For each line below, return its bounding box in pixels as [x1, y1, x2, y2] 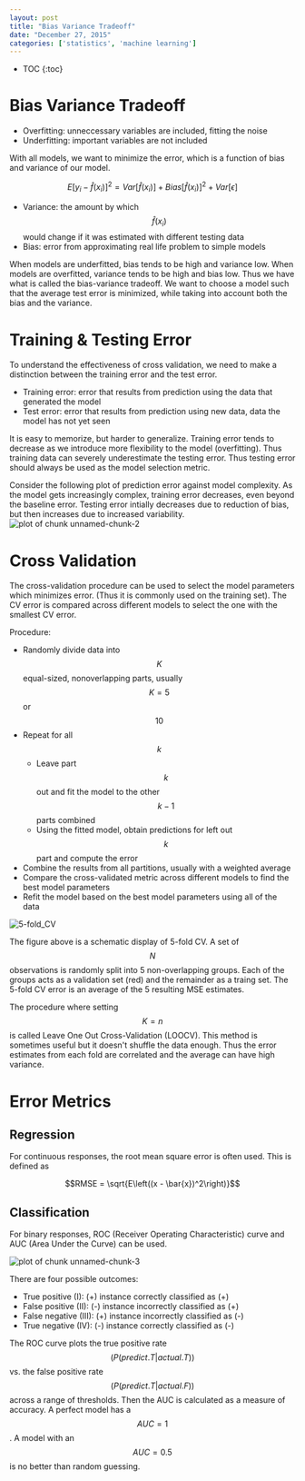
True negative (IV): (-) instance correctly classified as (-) [22, 1320, 234, 1331]
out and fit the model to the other [35, 787, 161, 798]
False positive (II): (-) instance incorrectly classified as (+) [22, 1301, 240, 1312]
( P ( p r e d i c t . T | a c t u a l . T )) [110, 1352, 195, 1363]
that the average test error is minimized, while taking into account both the [9, 288, 288, 299]
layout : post [9, 13, 59, 23]
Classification [9, 1205, 90, 1220]
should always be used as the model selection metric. [9, 462, 211, 473]
